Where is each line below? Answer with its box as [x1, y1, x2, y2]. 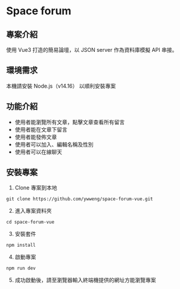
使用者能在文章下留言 [14, 126, 67, 133]
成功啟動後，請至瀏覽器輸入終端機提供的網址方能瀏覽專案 [14, 276, 156, 284]
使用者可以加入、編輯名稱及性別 [14, 141, 94, 148]
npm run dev [6, 265, 36, 272]
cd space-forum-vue [6, 219, 55, 225]
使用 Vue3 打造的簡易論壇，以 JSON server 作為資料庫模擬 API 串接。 [6, 46, 178, 53]
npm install [6, 243, 36, 248]
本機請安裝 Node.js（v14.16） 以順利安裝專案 [6, 82, 116, 89]
